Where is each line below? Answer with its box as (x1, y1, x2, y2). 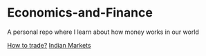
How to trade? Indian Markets (7, 41, 91, 49)
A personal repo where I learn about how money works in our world (7, 28, 199, 36)
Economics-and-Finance (7, 5, 153, 21)
